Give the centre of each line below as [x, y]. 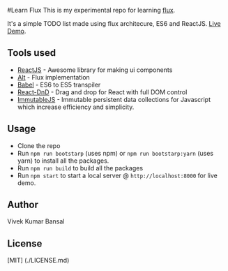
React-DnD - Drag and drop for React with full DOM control [102, 92]
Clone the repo [39, 145]
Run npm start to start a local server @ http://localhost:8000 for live [117, 175]
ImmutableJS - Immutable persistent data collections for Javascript [114, 99]
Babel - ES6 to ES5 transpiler [59, 85]
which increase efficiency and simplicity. [76, 107]
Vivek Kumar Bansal [36, 221]
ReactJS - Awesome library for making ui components [95, 70]
